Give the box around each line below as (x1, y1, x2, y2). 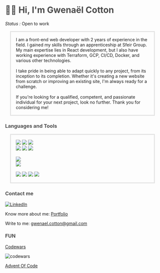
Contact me (5, 190, 34, 197)
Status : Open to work (5, 21, 50, 27)
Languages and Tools (5, 122, 57, 129)
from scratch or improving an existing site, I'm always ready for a (16, 78, 147, 84)
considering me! (16, 104, 49, 110)
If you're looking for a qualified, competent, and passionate (16, 94, 135, 100)
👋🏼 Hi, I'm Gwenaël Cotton (5, 4, 114, 16)
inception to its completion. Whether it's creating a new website (16, 73, 145, 79)
